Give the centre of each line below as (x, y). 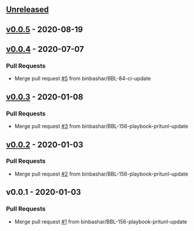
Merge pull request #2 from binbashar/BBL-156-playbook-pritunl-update (101, 174)
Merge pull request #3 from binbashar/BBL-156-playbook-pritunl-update (101, 126)
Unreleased (28, 10)
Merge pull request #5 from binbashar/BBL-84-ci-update (83, 79)
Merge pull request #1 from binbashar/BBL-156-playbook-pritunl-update (101, 222)
